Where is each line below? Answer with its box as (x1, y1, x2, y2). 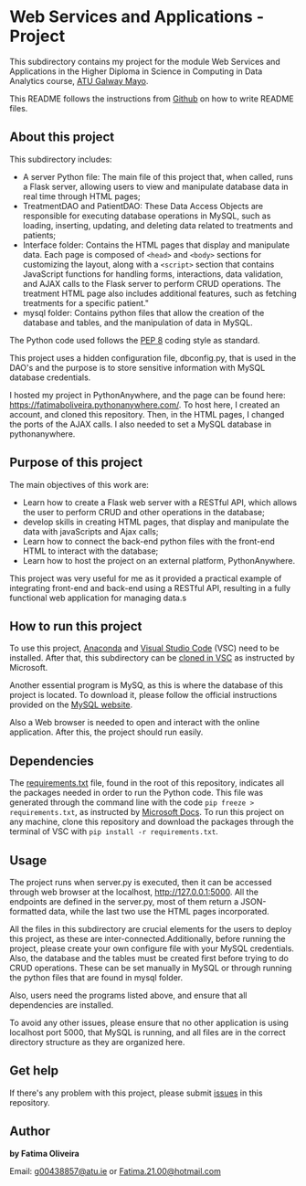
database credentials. (9, 372, 91, 383)
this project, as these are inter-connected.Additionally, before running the (9, 934, 286, 944)
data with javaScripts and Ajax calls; (22, 525, 159, 536)
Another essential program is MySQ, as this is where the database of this (9, 680, 283, 691)
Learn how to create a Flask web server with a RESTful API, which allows (22, 496, 298, 508)
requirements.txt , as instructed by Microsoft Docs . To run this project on (9, 807, 285, 818)
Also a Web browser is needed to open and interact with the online (9, 717, 260, 728)
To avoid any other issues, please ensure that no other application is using (9, 1017, 290, 1028)
